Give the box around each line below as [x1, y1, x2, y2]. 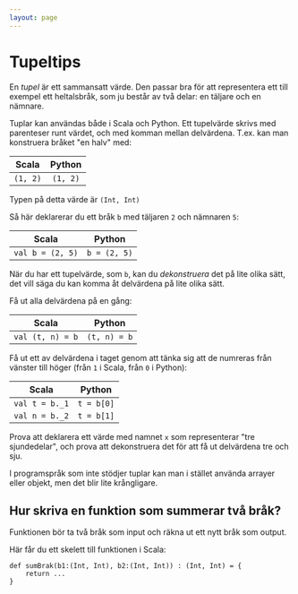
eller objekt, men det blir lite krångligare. [9, 477, 158, 488]
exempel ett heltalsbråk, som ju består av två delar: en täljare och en [9, 90, 261, 101]
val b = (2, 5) [13, 247, 79, 258]
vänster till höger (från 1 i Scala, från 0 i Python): [9, 362, 188, 373]
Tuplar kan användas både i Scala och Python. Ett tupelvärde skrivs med [9, 117, 277, 128]
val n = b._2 [13, 410, 70, 421]
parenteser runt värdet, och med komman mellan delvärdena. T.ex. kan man [9, 127, 289, 138]
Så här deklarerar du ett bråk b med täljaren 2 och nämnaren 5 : [9, 211, 240, 222]
